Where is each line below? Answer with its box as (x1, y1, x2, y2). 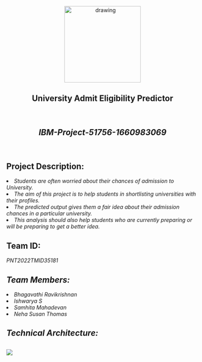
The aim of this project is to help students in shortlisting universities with (14, 190, 197, 198)
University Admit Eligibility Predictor (31, 94, 174, 104)
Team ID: (6, 240, 41, 251)
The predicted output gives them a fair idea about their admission (14, 204, 180, 211)
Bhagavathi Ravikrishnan (14, 291, 78, 298)
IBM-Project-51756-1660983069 (38, 127, 167, 138)
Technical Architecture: (6, 328, 99, 338)
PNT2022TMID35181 (6, 257, 59, 264)
